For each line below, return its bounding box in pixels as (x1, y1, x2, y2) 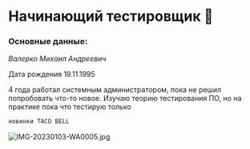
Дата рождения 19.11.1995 (8, 70, 95, 79)
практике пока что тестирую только (8, 102, 132, 111)
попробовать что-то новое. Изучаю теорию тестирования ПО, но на (8, 94, 242, 103)
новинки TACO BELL (8, 118, 70, 126)
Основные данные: (8, 36, 88, 47)
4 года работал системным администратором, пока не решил (8, 85, 222, 95)
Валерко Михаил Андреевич (8, 54, 107, 63)
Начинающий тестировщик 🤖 (8, 7, 214, 26)
